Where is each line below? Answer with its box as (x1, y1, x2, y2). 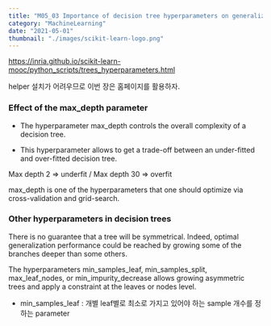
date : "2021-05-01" (8, 27, 74, 35)
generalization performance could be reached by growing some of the (8, 240, 242, 250)
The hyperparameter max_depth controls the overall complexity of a (19, 120, 247, 130)
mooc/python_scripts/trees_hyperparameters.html (8, 65, 176, 75)
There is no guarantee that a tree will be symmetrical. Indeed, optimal (8, 232, 240, 241)
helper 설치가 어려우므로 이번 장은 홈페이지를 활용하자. (8, 81, 180, 91)
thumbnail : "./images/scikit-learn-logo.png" (8, 34, 164, 43)
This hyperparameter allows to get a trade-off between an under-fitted (19, 144, 256, 154)
